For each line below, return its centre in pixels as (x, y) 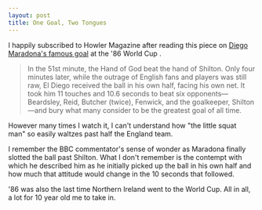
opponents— (208, 93)
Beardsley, (44, 102)
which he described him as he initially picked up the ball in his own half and (130, 165)
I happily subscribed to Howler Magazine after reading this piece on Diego (128, 45)
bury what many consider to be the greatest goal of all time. (145, 110)
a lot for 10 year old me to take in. (62, 197)
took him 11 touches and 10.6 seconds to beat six (106, 93)
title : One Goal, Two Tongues (58, 23)
